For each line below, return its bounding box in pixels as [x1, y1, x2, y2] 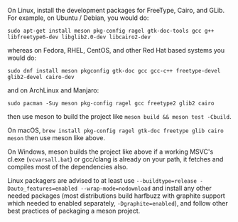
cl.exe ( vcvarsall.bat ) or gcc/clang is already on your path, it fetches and [7, 155, 224, 163]
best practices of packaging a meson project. [7, 206, 141, 215]
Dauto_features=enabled [7, 185, 78, 192]
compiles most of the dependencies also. [7, 163, 129, 171]
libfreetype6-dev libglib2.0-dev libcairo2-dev [7, 33, 151, 41]
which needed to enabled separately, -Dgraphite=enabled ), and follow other [7, 199, 229, 207]
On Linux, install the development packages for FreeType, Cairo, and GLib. [7, 6, 225, 14]
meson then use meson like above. [7, 134, 105, 142]
